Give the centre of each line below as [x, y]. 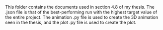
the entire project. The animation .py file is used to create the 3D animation [81, 17]
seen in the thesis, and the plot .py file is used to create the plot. [71, 22]
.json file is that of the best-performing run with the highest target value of [81, 12]
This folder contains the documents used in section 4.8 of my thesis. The [80, 7]
